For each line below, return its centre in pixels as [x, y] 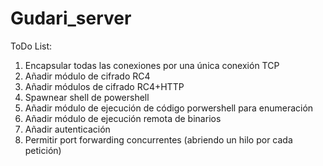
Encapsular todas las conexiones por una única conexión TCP [152, 65]
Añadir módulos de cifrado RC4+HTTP [104, 86]
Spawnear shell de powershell [87, 97]
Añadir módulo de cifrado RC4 [87, 76]
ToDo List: [31, 46]
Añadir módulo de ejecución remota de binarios [123, 118]
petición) [43, 150]
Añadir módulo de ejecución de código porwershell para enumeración [169, 108]
